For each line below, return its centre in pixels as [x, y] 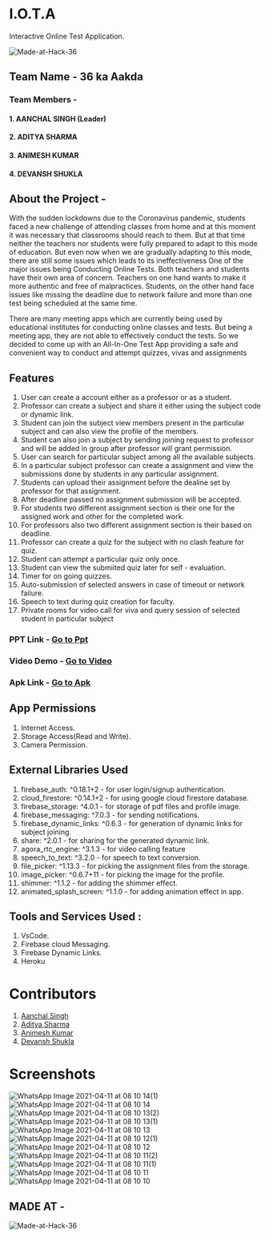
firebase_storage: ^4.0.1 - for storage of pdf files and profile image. [130, 806]
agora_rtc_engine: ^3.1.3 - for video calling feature [103, 849]
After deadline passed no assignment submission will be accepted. [131, 500]
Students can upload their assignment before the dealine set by [125, 482]
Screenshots [52, 1074]
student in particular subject [67, 619]
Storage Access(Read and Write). [76, 736]
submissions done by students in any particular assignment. [120, 474]
